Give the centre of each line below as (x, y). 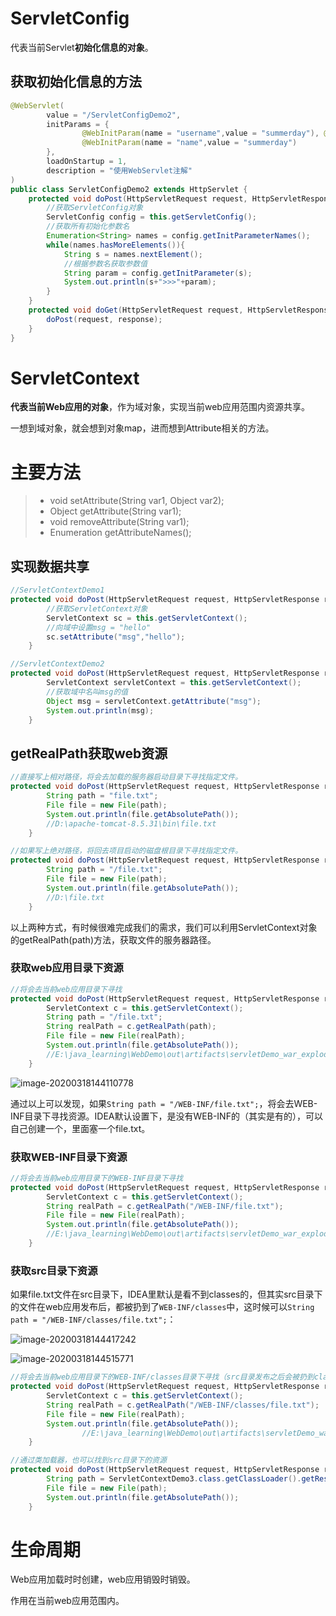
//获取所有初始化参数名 (88, 227)
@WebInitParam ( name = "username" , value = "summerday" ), (200, 133)
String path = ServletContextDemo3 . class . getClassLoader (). (174, 1479)
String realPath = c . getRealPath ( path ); (131, 1027)
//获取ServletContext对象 (97, 608)
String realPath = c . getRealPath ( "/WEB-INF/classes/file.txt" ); (183, 1405)
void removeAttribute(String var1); (119, 522)
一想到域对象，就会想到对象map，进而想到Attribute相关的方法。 (142, 428)
